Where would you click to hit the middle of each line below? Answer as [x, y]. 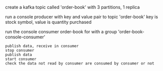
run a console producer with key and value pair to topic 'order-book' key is [81, 17]
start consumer [21, 59]
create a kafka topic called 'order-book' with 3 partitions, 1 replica [73, 7]
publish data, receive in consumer [42, 46]
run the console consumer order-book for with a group [61, 32]
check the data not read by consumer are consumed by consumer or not [80, 64]
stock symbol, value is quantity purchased [48, 22]
